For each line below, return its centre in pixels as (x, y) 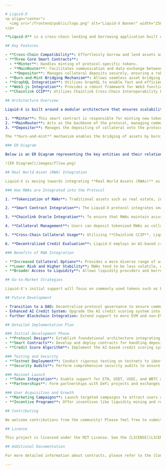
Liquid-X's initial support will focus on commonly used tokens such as (82, 289)
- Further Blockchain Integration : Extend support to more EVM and (76, 316)
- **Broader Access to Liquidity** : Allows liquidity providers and (77, 271)
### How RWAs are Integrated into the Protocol (55, 190)
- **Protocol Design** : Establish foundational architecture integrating (83, 338)
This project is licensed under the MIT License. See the (66, 438)
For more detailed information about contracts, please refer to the (78, 456)
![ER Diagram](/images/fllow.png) (41, 163)
